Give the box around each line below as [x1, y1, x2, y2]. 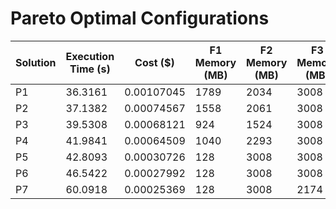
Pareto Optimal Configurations [10, 7, 270, 30]
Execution [65, 49, 115, 63]
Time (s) [69, 62, 111, 76]
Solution [15, 55, 57, 69]
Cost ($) [134, 55, 175, 69]
